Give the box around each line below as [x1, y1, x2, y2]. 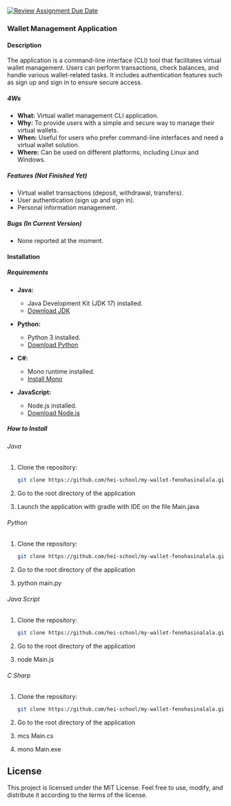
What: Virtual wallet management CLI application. [17, 111, 159, 120]
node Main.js [17, 655, 54, 664]
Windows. [17, 155, 46, 164]
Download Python [27, 340, 79, 349]
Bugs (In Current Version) [7, 219, 82, 227]
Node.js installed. [27, 401, 77, 410]
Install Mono [27, 374, 63, 383]
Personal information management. [17, 204, 117, 212]
